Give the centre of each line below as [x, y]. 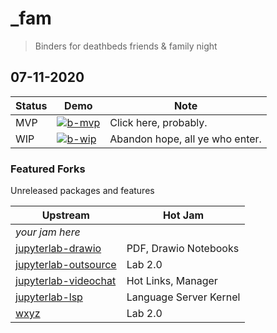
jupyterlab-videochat [66, 281]
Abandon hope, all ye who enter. [185, 139]
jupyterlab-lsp [49, 297]
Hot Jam [183, 215]
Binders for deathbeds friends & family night [126, 46]
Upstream [65, 215]
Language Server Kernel [183, 297]
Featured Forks [48, 169]
